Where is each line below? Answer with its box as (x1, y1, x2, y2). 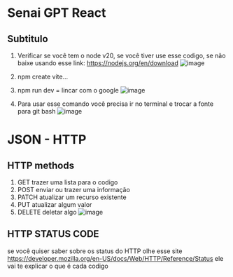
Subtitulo (7, 33, 48, 45)
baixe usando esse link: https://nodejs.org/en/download (17, 59, 178, 67)
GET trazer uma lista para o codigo (17, 178, 118, 187)
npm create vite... (17, 72, 69, 81)
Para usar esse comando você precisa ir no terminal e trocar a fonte (17, 100, 214, 108)
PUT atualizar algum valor (17, 201, 92, 208)
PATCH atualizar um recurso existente (17, 193, 127, 201)
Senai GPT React (7, 5, 106, 21)
